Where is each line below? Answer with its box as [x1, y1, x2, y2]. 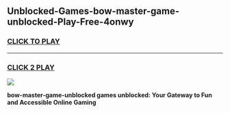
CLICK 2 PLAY [7, 62, 55, 72]
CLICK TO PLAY [7, 37, 60, 47]
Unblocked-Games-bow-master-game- [7, 5, 180, 17]
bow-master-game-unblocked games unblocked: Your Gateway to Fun [7, 90, 212, 99]
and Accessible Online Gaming [7, 98, 97, 106]
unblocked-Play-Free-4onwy [7, 16, 134, 28]
